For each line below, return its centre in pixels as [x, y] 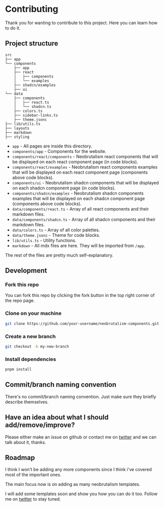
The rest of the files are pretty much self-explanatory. [59, 255]
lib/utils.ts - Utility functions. [44, 240]
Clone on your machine [33, 313]
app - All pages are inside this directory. [52, 146]
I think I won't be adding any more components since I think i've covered [79, 470]
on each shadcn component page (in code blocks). [64, 188]
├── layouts [17, 128]
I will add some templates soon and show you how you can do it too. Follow [82, 494]
